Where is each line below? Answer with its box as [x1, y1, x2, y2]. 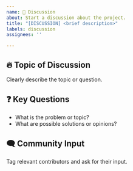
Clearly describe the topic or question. [6, 76, 103, 83]
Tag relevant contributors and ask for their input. [6, 158, 128, 165]
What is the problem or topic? [15, 114, 89, 121]
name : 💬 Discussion [6, 9, 56, 15]
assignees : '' [6, 32, 43, 38]
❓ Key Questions [6, 94, 70, 104]
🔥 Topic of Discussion [6, 59, 91, 70]
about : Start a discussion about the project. [6, 15, 126, 21]
